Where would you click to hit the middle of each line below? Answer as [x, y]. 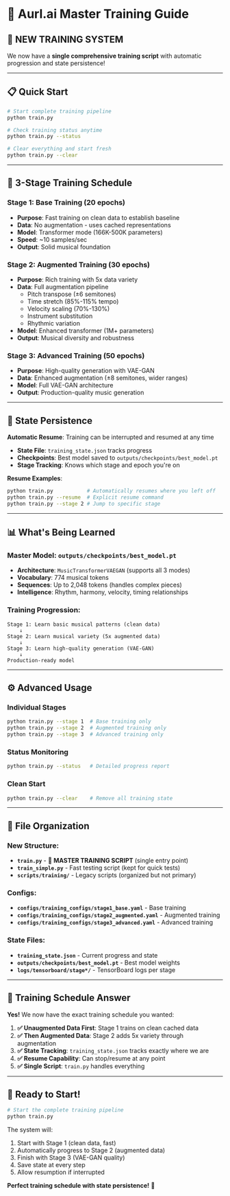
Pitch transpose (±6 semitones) [72, 294]
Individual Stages [37, 708]
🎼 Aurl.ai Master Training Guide [98, 14]
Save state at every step [51, 1165]
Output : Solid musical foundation [64, 247]
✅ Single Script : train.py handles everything [81, 1066]
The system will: [30, 1130]
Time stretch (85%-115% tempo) [73, 302]
